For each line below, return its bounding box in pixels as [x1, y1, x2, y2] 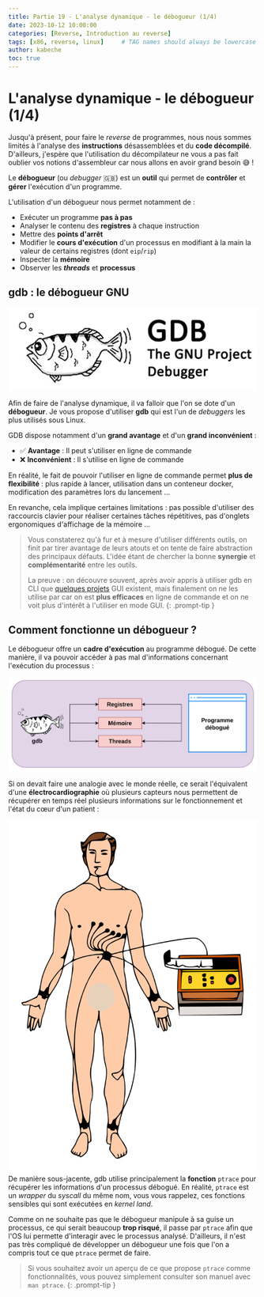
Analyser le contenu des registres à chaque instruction [19, 221, 200, 230]
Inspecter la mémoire [19, 254, 90, 264]
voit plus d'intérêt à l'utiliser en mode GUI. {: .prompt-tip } [27, 600, 215, 610]
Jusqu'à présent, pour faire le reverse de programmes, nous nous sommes [8, 132, 251, 142]
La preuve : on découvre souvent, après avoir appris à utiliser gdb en [27, 575, 252, 584]
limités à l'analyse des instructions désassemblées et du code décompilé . [8, 141, 251, 150]
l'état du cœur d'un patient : [8, 804, 100, 814]
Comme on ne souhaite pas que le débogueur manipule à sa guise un [8, 1215, 235, 1224]
